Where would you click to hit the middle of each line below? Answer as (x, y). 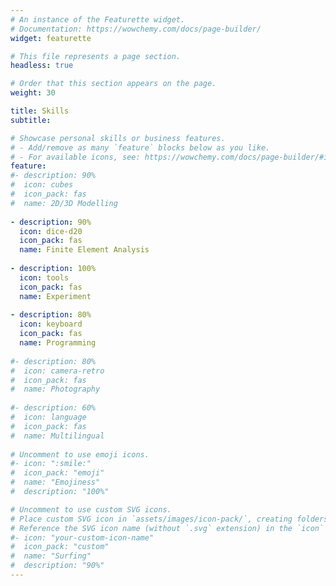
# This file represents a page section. (96, 56)
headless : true (42, 66)
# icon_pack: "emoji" (57, 473)
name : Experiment (55, 296)
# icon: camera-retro (57, 371)
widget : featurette (51, 38)
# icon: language (48, 417)
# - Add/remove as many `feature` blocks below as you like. (140, 147)
